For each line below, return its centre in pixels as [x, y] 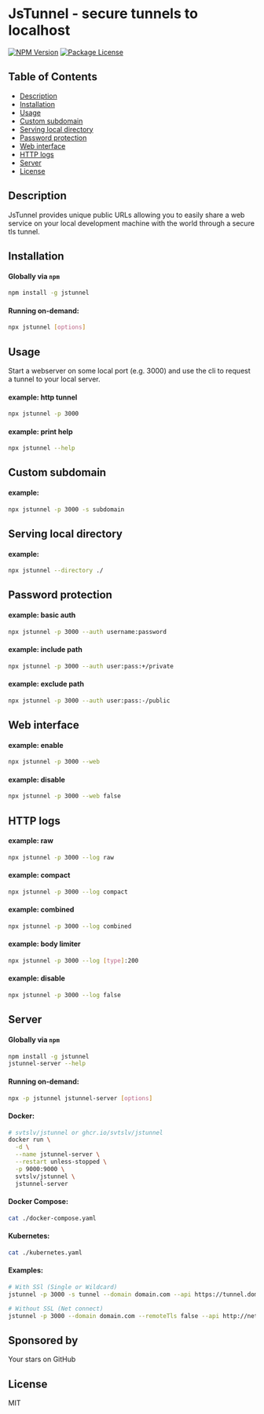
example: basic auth [42, 615]
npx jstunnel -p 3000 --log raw [61, 857]
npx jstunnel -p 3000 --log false [65, 996]
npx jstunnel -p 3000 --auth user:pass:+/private [91, 666]
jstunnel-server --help [47, 1064]
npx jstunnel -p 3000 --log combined [70, 926]
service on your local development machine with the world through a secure [132, 223]
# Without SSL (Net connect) [56, 1309]
